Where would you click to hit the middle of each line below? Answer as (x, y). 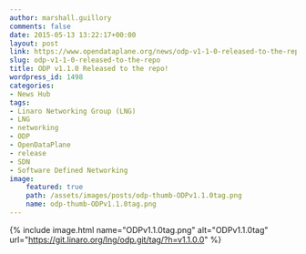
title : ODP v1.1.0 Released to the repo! (89, 69)
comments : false (40, 26)
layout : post (34, 43)
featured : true (55, 188)
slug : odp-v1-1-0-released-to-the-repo (85, 60)
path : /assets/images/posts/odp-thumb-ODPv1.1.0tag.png (134, 196)
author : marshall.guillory (61, 18)
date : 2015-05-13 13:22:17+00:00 (73, 35)
